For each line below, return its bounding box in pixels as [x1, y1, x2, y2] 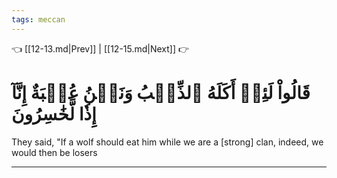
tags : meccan [11, 14, 66, 25]
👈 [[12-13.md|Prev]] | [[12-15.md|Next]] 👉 [11, 42, 190, 55]
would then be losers [11, 146, 98, 158]
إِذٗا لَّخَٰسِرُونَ [11, 102, 97, 125]
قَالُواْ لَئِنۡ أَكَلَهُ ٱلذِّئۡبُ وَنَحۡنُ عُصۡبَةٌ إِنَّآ [11, 81, 311, 104]
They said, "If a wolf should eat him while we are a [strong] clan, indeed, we [11, 136, 324, 148]
